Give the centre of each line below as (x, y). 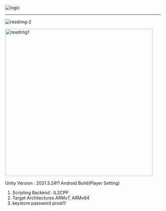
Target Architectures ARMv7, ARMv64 (51, 198)
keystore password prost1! (39, 203)
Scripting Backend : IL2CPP (40, 192)
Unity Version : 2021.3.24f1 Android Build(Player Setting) (62, 183)
